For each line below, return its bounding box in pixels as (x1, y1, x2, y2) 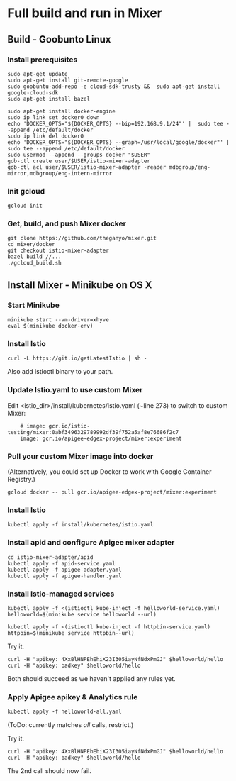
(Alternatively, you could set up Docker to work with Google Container (7, 467, 212, 476)
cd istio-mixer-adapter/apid (7, 553, 94, 561)
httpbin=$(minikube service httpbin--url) (7, 629, 135, 636)
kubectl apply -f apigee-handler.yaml (7, 572, 122, 580)
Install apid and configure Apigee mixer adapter (7, 538, 175, 548)
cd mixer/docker (7, 241, 55, 248)
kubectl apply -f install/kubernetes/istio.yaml (7, 521, 154, 528)
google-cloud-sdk (7, 89, 59, 96)
